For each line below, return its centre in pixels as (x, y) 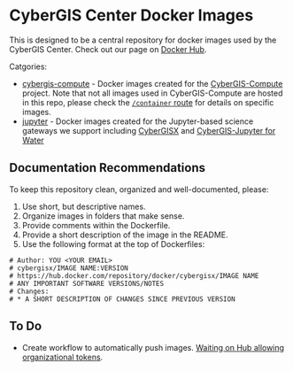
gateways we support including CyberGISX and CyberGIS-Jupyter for (149, 130)
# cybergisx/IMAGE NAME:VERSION (69, 268)
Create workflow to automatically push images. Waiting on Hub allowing (153, 347)
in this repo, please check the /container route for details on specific (148, 102)
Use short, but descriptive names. (84, 206)
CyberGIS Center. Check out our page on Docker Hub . (108, 49)
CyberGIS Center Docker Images (131, 15)
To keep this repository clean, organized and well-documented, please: (139, 189)
